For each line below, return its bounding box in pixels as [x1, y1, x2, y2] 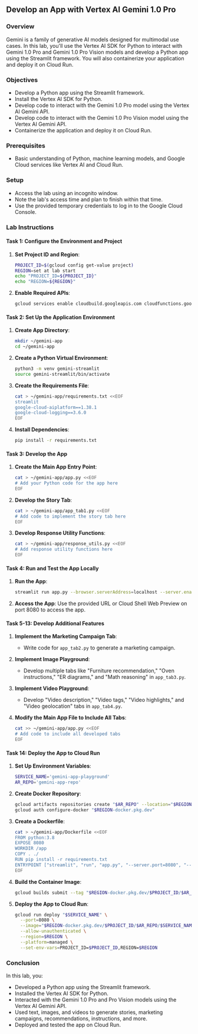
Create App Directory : [14, 327, 70, 334]
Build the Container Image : [14, 878, 81, 885]
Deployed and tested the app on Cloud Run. [14, 1022, 121, 1029]
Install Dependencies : [14, 426, 70, 433]
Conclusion [6, 958, 40, 967]
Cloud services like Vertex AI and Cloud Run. [14, 161, 124, 168]
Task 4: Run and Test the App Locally [6, 564, 99, 572]
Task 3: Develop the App [6, 450, 68, 457]
